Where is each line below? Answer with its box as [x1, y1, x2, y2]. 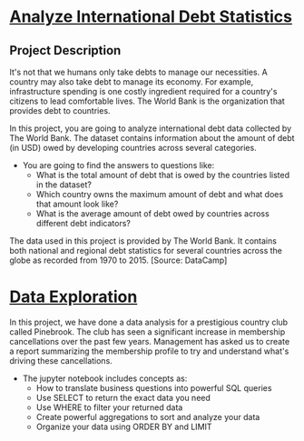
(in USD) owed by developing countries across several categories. [9, 143, 257, 153]
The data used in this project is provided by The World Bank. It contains [9, 236, 277, 246]
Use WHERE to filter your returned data [35, 402, 183, 413]
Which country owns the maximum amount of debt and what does [35, 189, 284, 199]
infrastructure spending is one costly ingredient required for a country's [9, 86, 278, 96]
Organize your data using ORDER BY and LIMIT [35, 421, 212, 432]
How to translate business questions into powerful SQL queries [35, 382, 272, 393]
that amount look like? [35, 198, 119, 209]
